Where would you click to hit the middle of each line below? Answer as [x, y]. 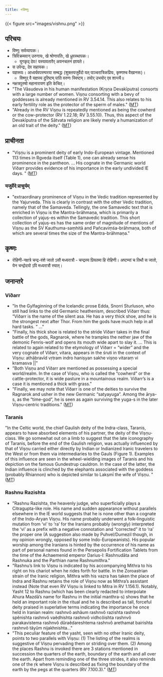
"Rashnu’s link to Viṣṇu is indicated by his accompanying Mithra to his [82, 566]
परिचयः [13, 39]
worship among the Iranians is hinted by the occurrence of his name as [83, 545]
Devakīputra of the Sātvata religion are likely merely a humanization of [82, 120]
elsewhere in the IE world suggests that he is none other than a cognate [84, 513]
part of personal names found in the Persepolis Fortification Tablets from [85, 550]
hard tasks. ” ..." [28, 327]
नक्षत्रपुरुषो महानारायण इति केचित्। [38, 84]
